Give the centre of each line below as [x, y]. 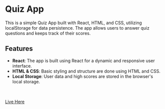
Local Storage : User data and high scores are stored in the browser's [83, 76]
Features [19, 49]
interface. [22, 66]
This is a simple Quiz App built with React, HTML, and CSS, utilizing [73, 23]
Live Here [15, 102]
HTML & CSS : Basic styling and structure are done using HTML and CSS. [86, 71]
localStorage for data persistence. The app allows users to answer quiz [77, 28]
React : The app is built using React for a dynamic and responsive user [83, 61]
